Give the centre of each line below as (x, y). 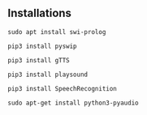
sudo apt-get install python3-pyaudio (73, 103)
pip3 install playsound (48, 75)
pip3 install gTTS (39, 60)
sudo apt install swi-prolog (57, 32)
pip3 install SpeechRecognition (62, 88)
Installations (40, 13)
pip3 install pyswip (43, 46)
